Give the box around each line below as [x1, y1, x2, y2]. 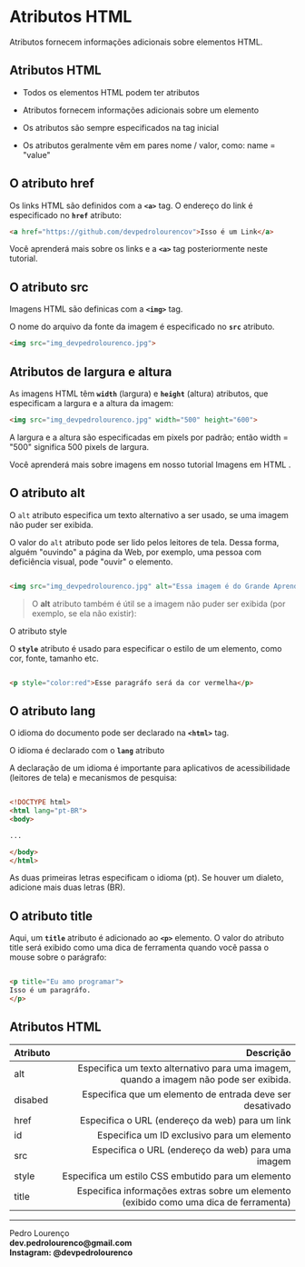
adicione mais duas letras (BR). [9, 882, 125, 893]
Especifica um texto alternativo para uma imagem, [77, 1062, 291, 1074]
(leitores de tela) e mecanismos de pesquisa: [9, 773, 177, 783]
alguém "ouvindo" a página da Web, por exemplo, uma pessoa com [9, 546, 261, 557]
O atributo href [9, 175, 94, 192]
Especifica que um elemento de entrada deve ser [82, 1088, 291, 1101]
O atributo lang [9, 703, 96, 719]
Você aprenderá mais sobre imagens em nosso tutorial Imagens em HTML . [9, 459, 291, 470]
